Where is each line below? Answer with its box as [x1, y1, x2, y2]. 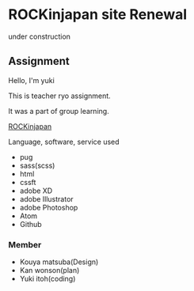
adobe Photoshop [19, 202, 78, 212]
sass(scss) [19, 161, 55, 170]
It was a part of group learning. [8, 106, 109, 115]
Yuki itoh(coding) [19, 274, 76, 284]
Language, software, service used [8, 137, 120, 146]
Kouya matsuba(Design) [19, 257, 99, 266]
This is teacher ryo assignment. [8, 91, 111, 100]
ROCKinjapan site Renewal [8, 6, 188, 24]
